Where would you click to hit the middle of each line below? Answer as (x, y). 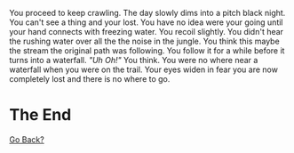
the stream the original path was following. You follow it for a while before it (147, 51)
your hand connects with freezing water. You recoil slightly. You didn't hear (147, 32)
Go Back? (27, 139)
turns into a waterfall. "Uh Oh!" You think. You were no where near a (134, 60)
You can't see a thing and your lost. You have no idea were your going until (146, 22)
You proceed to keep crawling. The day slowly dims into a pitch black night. (147, 13)
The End (40, 115)
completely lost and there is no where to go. (90, 79)
